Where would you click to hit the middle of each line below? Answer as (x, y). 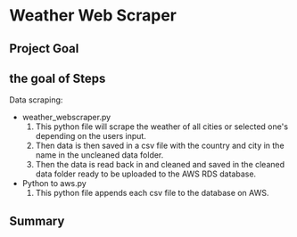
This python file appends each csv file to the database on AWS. (152, 193)
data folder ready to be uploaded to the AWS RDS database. (146, 174)
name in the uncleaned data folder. (99, 155)
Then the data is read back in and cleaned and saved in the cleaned (160, 165)
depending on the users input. (91, 136)
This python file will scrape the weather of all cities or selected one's (161, 127)
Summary (37, 221)
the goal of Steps (58, 78)
